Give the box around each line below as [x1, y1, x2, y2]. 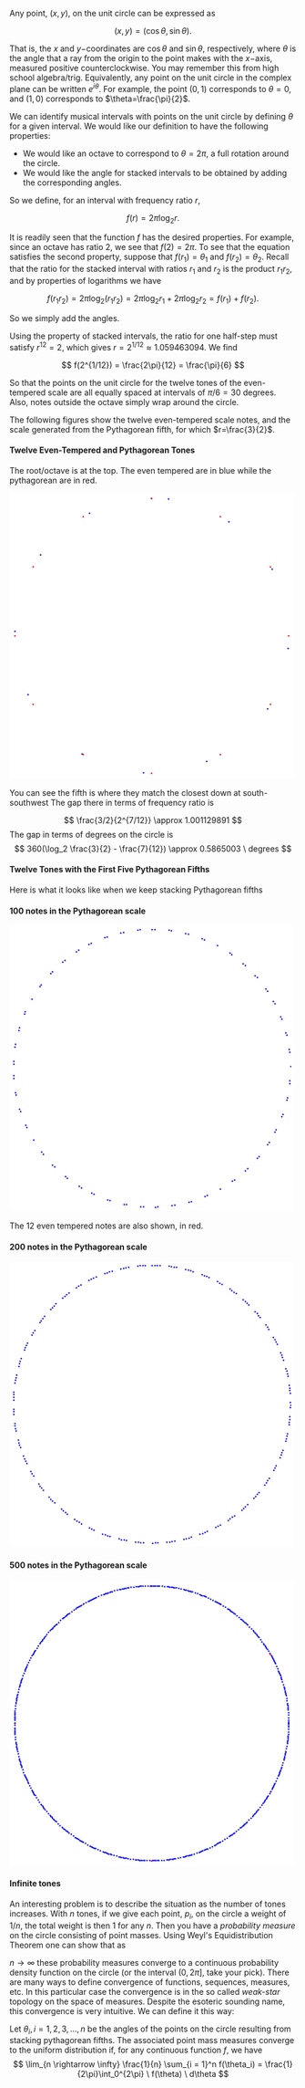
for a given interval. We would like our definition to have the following [9, 120, 269, 131]
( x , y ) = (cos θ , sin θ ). [113, 26, 193, 36]
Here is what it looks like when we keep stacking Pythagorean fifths [9, 884, 263, 895]
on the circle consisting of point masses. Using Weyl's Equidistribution [9, 1929, 273, 1940]
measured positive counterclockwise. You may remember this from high [9, 63, 280, 73]
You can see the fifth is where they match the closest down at [9, 787, 241, 798]
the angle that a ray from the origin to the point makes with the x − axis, [9, 53, 273, 63]
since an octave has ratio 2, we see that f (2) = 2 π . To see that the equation [9, 242, 290, 253]
